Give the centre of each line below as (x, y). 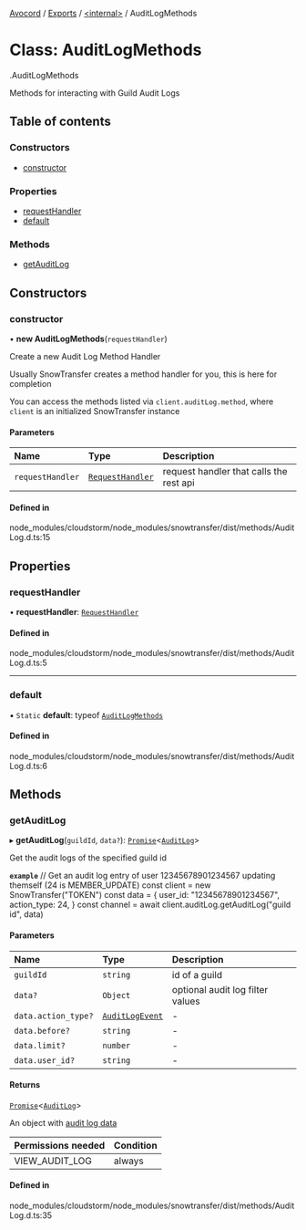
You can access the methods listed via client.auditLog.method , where (142, 401)
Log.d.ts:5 (28, 663)
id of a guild (197, 975)
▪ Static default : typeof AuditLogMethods (87, 714)
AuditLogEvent (133, 1016)
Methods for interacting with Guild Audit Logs (95, 93)
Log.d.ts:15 (30, 537)
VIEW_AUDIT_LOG (53, 1161)
